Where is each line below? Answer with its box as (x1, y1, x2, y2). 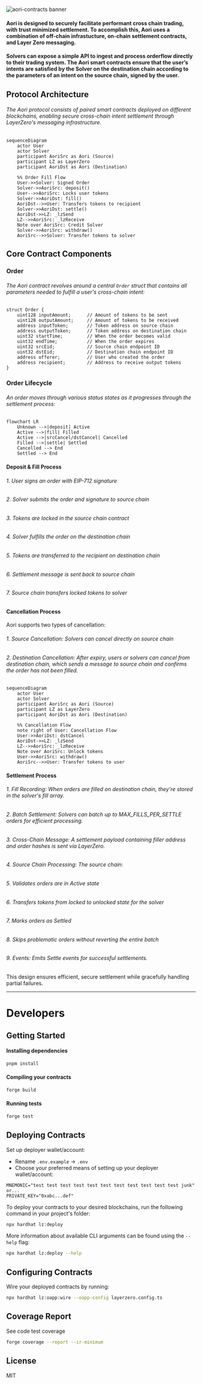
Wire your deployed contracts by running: (6, 1283, 109, 1291)
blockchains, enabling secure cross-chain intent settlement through (6, 112, 174, 120)
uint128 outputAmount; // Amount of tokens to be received (17, 317, 179, 324)
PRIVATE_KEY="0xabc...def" (6, 1193, 74, 1199)
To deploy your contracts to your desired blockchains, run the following (6, 1203, 183, 1210)
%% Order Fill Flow (17, 174, 66, 180)
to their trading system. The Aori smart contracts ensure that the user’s (6, 59, 188, 66)
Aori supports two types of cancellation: (6, 621, 106, 628)
